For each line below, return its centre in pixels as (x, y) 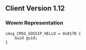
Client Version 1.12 (35, 8)
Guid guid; (26, 38)
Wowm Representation (34, 23)
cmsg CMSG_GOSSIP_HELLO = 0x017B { (43, 33)
